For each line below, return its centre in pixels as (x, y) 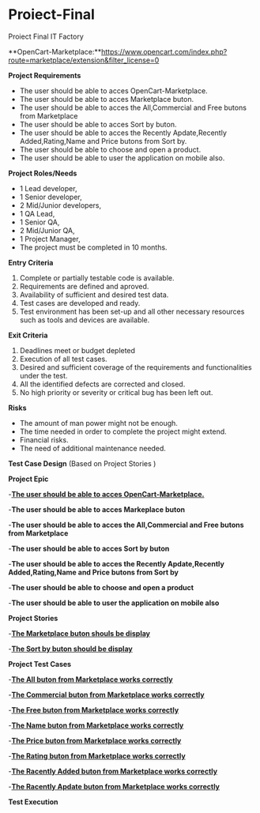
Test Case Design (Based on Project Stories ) (82, 463)
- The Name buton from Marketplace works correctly (96, 725)
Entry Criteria (31, 262)
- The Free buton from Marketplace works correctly (94, 709)
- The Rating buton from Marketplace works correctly (97, 755)
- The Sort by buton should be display (70, 649)
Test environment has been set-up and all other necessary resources (132, 311)
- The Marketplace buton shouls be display (79, 633)
